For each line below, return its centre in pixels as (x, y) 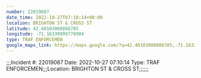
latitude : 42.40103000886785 (42, 28)
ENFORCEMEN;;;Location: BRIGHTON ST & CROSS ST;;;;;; (77, 68)
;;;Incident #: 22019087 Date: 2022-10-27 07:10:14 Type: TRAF (83, 62)
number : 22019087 (28, 12)
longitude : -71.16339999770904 (45, 34)
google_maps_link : (29, 46)
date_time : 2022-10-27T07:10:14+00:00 (54, 17)
